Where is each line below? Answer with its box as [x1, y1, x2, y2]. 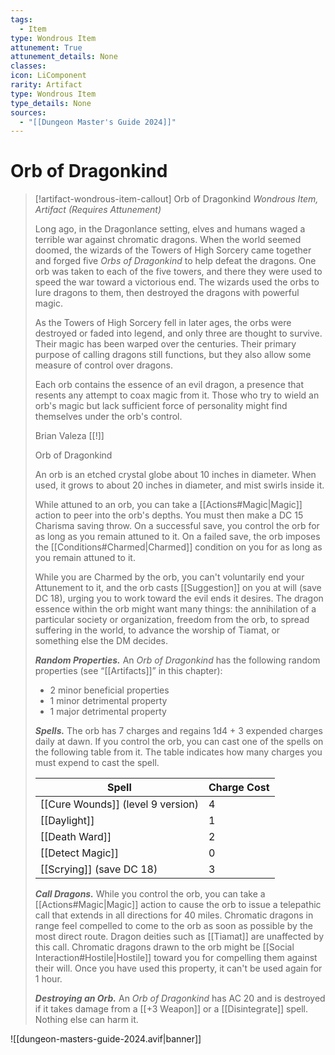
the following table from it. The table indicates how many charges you [34, 746, 323, 758]
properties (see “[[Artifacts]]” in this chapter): [34, 665, 223, 677]
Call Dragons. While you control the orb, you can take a [34, 888, 266, 900]
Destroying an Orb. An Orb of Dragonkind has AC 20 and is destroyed [34, 992, 326, 1005]
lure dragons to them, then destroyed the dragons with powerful [34, 287, 300, 299]
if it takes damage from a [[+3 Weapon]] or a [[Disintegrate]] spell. [34, 1003, 308, 1015]
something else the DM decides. [34, 635, 169, 647]
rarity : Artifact [10, 80, 83, 90]
